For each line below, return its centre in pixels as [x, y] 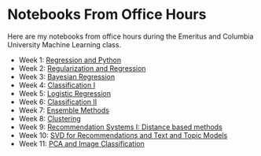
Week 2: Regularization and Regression [82, 68]
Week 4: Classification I [57, 85]
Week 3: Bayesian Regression [67, 76]
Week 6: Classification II [58, 102]
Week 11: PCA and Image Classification [81, 143]
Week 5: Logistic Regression [65, 93]
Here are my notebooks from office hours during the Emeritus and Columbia [130, 36]
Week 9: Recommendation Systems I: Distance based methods [121, 127]
